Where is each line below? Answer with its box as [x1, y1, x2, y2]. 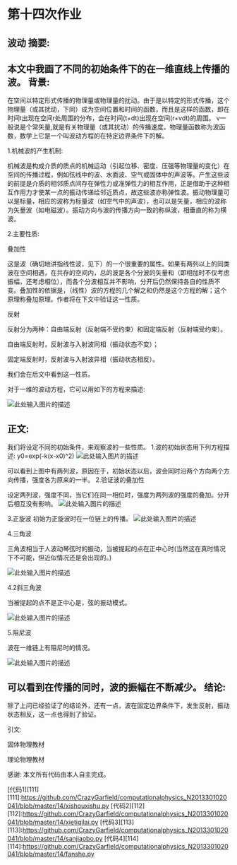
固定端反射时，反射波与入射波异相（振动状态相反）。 [7, 355, 159, 364]
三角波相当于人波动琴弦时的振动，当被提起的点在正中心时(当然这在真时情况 [7, 545, 226, 553]
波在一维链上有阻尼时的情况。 [7, 644, 94, 652]
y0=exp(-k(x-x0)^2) [16, 452, 75, 460]
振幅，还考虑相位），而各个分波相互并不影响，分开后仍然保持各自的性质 [7, 277, 214, 286]
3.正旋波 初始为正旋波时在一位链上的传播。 [7, 514, 133, 523]
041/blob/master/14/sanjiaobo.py [7, 835, 103, 843]
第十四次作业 [7, 6, 83, 23]
